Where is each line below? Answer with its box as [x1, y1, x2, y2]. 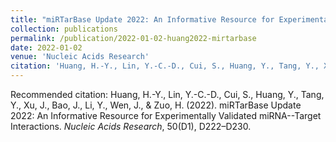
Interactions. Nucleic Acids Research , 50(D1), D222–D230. [10, 121, 252, 132]
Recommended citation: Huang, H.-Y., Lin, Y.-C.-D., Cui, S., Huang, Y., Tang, [10, 89, 325, 100]
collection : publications [10, 24, 118, 34]
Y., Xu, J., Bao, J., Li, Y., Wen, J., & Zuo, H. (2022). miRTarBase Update [10, 99, 302, 111]
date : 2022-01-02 [10, 42, 83, 53]
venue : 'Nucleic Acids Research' [10, 52, 150, 62]
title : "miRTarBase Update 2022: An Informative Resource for [10, 14, 275, 25]
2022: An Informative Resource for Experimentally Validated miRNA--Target [10, 110, 322, 121]
